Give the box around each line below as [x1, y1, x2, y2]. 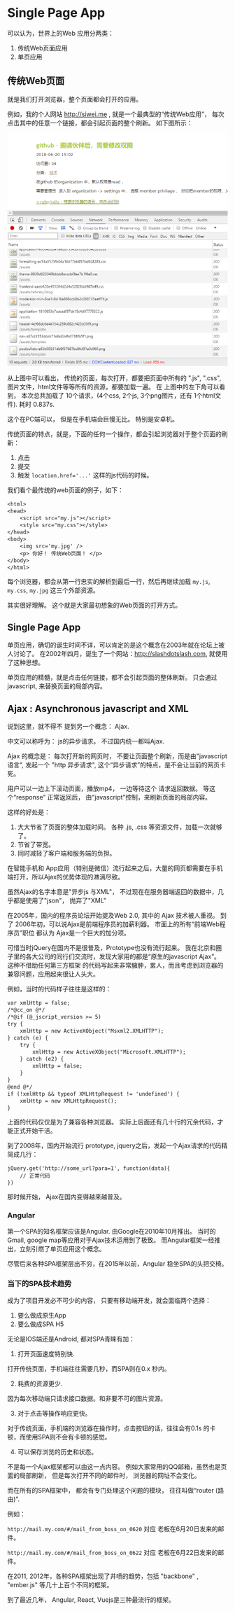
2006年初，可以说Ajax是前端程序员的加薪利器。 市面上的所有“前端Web [15, 920, 220, 928]
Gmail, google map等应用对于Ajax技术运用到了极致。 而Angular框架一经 [7, 1236, 215, 1244]
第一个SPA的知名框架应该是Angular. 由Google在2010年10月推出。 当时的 [7, 1227, 216, 1236]
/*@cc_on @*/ [7, 1007, 45, 1014]
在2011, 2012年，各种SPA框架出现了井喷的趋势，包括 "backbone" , [7, 1572, 199, 1580]
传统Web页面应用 [17, 43, 68, 52]
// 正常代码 [20, 1173, 50, 1180]
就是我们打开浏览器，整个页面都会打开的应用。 [7, 95, 142, 103]
